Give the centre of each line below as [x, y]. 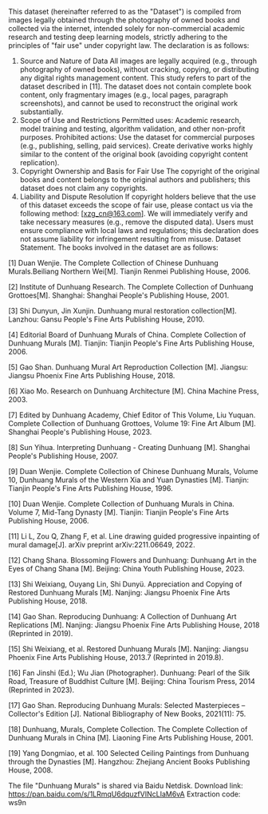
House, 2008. [31, 770]
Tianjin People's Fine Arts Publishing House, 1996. [91, 488]
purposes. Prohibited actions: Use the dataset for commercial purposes [137, 137]
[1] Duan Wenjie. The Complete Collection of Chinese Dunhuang [114, 263]
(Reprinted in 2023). [41, 690]
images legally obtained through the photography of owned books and [124, 20]
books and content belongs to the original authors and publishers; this [135, 180]
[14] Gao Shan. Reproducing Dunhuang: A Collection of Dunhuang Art [122, 616]
